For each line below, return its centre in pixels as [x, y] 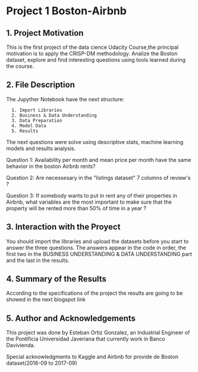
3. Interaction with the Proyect [63, 227]
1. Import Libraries [37, 110]
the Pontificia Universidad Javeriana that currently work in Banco [86, 339]
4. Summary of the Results [56, 279]
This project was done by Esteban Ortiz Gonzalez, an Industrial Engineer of [98, 333]
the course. [20, 66]
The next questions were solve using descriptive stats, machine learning [95, 142]
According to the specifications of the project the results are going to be [95, 293]
